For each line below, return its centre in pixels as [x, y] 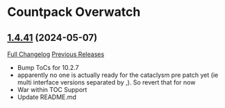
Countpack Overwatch [74, 12]
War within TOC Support [52, 90]
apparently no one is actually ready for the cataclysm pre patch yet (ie [118, 75]
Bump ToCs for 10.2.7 [48, 67]
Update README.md [47, 97]
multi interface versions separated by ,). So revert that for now [106, 82]
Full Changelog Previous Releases [56, 54]
